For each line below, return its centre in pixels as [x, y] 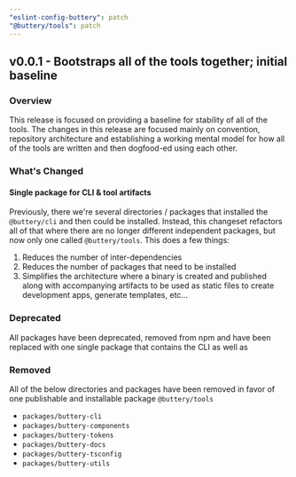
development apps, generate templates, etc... [105, 295]
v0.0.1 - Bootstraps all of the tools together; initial [148, 62]
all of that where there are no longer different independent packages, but [143, 231]
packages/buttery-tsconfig [72, 454]
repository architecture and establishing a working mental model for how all [147, 139]
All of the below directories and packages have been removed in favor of [142, 389]
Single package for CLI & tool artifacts [80, 192]
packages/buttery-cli [62, 416]
